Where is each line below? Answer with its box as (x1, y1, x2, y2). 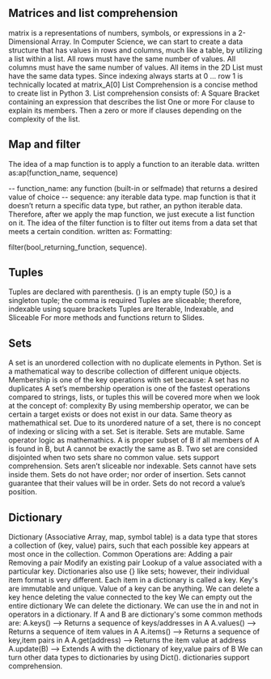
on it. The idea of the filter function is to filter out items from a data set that (8, 218, 257, 228)
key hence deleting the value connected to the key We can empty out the (8, 592, 252, 602)
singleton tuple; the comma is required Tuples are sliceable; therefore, (8, 296, 242, 305)
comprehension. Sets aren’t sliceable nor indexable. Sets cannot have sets (8, 461, 257, 471)
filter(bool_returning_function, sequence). (8, 242, 147, 252)
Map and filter (8, 138, 81, 152)
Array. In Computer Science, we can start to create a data (51, 36, 243, 46)
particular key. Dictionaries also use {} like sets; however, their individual (8, 566, 250, 576)
